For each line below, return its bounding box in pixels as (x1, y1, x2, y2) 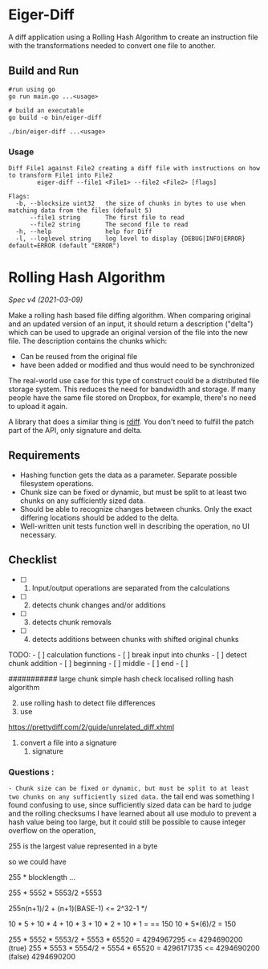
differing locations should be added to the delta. (19, 513, 179, 522)
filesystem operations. (19, 478, 94, 488)
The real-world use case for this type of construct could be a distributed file (8, 375, 260, 385)
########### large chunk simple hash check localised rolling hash (8, 673, 234, 684)
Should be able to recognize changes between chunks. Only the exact (19, 504, 253, 513)
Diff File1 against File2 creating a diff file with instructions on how (8, 165, 261, 173)
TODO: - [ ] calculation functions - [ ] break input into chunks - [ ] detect (8, 649, 247, 660)
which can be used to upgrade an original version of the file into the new (8, 327, 249, 337)
